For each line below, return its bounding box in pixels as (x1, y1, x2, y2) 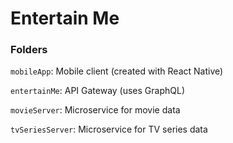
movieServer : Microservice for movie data (10, 104, 181, 116)
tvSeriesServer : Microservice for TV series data (10, 123, 208, 136)
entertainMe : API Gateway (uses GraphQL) (10, 85, 186, 97)
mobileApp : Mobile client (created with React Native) (10, 65, 224, 77)
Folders (10, 43, 48, 57)
